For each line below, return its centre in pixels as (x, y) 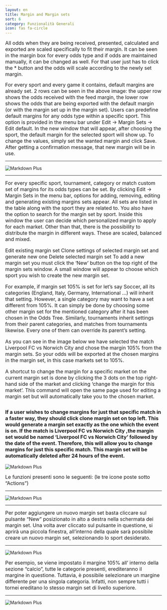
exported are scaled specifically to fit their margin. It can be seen (81, 49)
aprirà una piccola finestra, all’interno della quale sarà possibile (79, 531)
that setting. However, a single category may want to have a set (80, 299)
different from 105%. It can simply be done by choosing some (77, 305)
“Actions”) (17, 483)
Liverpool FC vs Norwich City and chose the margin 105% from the (83, 348)
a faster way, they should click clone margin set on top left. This (82, 418)
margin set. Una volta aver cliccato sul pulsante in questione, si (79, 525)
